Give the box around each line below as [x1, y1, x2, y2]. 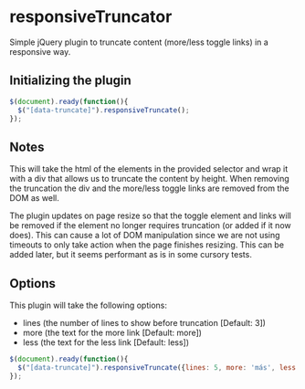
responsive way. [9, 46, 71, 57]
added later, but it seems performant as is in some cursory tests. [9, 249, 253, 260]
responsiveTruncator [9, 6, 173, 27]
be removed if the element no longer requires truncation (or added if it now [9, 220, 291, 231]
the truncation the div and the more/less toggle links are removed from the [9, 183, 289, 194]
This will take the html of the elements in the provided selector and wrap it [9, 163, 289, 174]
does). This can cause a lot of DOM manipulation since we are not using [9, 230, 280, 241]
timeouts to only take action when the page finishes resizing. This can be [9, 239, 285, 250]
